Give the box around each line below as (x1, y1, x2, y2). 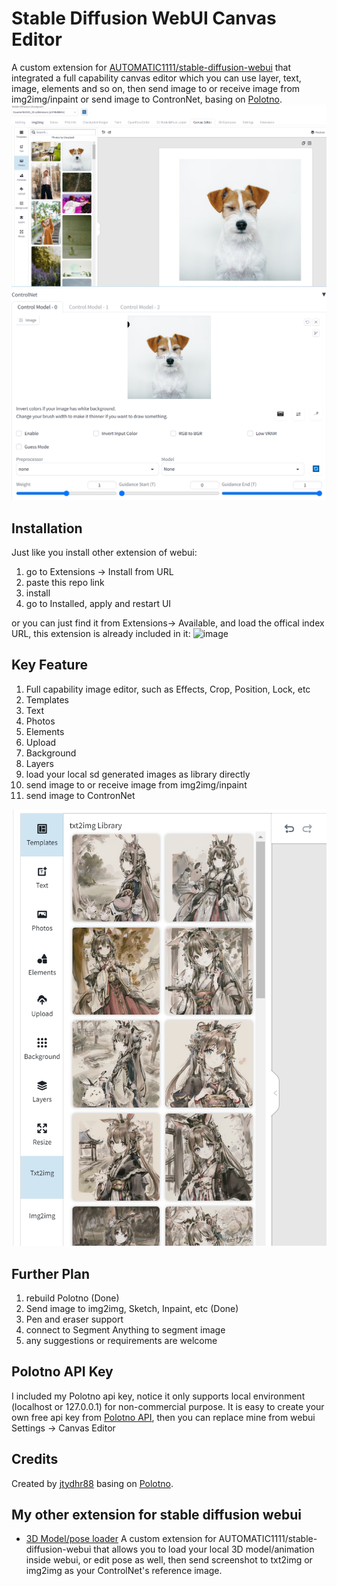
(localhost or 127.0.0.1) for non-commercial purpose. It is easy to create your (11, 1400, 325, 1412)
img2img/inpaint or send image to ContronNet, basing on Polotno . (11, 93, 283, 105)
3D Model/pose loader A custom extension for (25, 1533, 217, 1545)
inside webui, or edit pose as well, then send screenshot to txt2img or (25, 1554, 313, 1566)
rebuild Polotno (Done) (25, 1292, 120, 1304)
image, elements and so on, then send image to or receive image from (11, 82, 301, 94)
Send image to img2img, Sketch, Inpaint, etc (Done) (25, 1303, 239, 1314)
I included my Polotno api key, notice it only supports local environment (11, 1390, 306, 1402)
